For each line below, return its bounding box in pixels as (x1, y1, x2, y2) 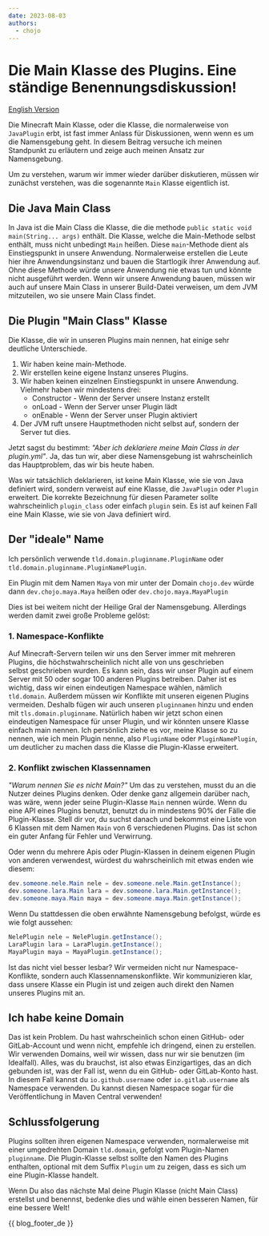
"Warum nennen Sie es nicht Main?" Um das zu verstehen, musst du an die (8, 780, 256, 790)
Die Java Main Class (8, 201, 111, 215)
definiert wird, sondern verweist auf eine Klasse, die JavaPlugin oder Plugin (8, 484, 259, 493)
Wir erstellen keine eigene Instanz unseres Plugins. (19, 368, 189, 377)
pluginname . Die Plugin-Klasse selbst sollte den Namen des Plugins (8, 1153, 229, 1163)
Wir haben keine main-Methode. (19, 359, 126, 368)
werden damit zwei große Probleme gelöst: (8, 610, 151, 620)
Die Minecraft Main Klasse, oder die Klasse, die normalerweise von (8, 120, 229, 130)
